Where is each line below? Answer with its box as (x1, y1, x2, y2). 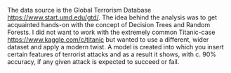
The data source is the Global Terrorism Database (7, 6, 152, 14)
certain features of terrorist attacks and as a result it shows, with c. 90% (7, 50, 216, 58)
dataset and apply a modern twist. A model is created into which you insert (7, 43, 225, 51)
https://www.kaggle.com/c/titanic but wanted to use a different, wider (7, 35, 209, 44)
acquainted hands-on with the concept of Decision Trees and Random (7, 21, 211, 29)
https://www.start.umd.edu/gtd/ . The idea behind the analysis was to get (7, 13, 218, 22)
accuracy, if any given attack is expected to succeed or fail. (7, 58, 180, 65)
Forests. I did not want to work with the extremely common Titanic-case (7, 28, 216, 36)
